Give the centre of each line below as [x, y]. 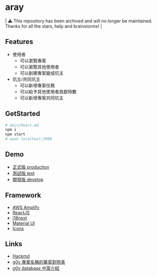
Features [19, 42]
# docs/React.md [22, 125]
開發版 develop [28, 179]
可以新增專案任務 [37, 85]
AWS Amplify [26, 207]
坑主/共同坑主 [26, 79]
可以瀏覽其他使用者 [39, 67]
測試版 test [23, 173]
